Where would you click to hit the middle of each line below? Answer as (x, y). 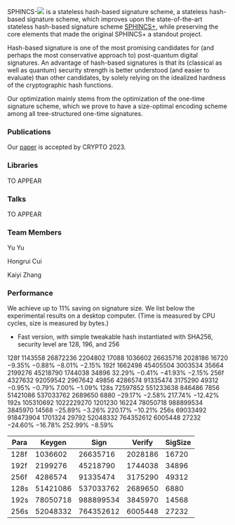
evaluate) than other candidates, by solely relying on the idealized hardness (116, 78)
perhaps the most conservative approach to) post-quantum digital (103, 55)
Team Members (34, 232)
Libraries (23, 165)
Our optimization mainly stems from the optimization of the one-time (106, 99)
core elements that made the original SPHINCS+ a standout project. (105, 34)
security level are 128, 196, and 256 (68, 344)
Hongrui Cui (25, 261)
